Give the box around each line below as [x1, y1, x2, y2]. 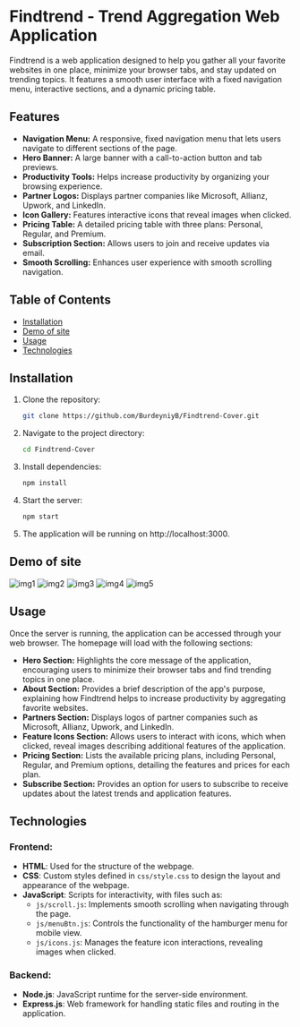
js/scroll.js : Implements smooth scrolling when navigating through [35, 899, 289, 910]
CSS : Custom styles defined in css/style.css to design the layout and [21, 870, 280, 881]
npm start [21, 512, 60, 521]
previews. [21, 161, 59, 172]
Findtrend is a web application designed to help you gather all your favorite [9, 55, 287, 65]
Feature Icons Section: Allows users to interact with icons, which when [21, 731, 287, 741]
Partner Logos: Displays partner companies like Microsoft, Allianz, [21, 190, 269, 201]
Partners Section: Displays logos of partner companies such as [21, 712, 258, 723]
